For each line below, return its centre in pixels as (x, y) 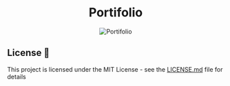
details (17, 76)
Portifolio (116, 13)
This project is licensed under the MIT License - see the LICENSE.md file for (115, 69)
